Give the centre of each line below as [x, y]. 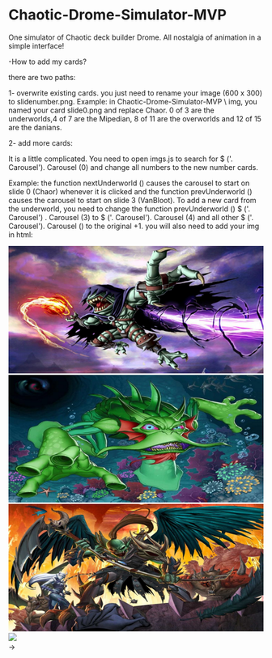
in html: [21, 234]
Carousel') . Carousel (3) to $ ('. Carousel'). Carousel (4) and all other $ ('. [131, 217]
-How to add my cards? [48, 62]
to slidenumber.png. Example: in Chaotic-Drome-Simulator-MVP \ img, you [133, 101]
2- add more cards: [40, 142]
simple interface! [36, 45]
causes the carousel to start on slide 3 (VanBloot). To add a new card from [132, 200]
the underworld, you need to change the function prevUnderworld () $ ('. [130, 209]
